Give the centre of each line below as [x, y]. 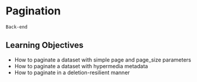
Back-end [17, 27]
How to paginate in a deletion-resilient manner [72, 72]
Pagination [33, 11]
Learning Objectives [45, 45]
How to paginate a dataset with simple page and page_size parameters [103, 60]
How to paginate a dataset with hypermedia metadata [81, 66]
